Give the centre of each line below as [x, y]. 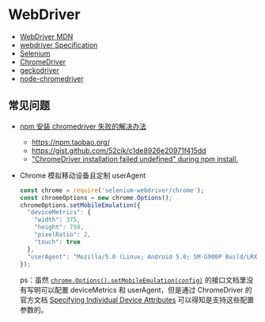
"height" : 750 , [59, 228]
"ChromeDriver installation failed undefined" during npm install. [135, 159]
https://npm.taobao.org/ [71, 142]
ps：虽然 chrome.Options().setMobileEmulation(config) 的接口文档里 [133, 280]
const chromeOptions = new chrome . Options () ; [96, 197]
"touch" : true [57, 242]
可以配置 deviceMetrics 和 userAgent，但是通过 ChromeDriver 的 [147, 290]
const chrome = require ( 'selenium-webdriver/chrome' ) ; [112, 190]
